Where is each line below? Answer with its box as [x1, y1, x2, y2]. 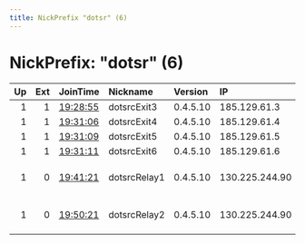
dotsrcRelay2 [108, 208, 165, 220]
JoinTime [58, 85, 100, 98]
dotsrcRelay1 [108, 171, 165, 183]
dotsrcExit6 [108, 144, 158, 157]
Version [173, 85, 209, 98]
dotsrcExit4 [108, 115, 158, 128]
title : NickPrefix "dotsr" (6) [9, 13, 128, 23]
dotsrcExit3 [108, 101, 158, 113]
